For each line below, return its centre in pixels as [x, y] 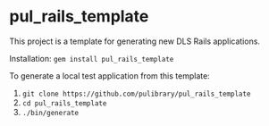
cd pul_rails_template [64, 103]
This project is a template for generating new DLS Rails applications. [135, 41]
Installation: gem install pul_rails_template [92, 58]
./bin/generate [50, 113]
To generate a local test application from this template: [109, 76]
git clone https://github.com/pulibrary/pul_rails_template [136, 94]
